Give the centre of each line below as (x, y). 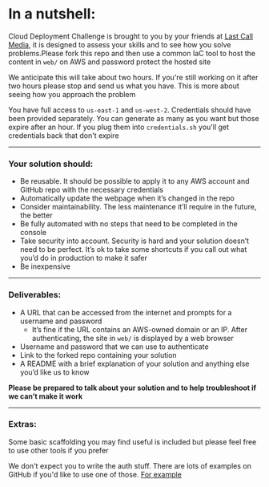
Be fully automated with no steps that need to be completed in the (128, 224)
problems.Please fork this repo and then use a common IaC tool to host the (132, 53)
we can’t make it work (46, 396)
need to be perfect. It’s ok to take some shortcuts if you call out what (133, 250)
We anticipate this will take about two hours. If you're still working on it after (133, 77)
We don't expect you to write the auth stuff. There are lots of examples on (130, 465)
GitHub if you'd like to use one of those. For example (95, 474)
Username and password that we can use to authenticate (114, 347)
